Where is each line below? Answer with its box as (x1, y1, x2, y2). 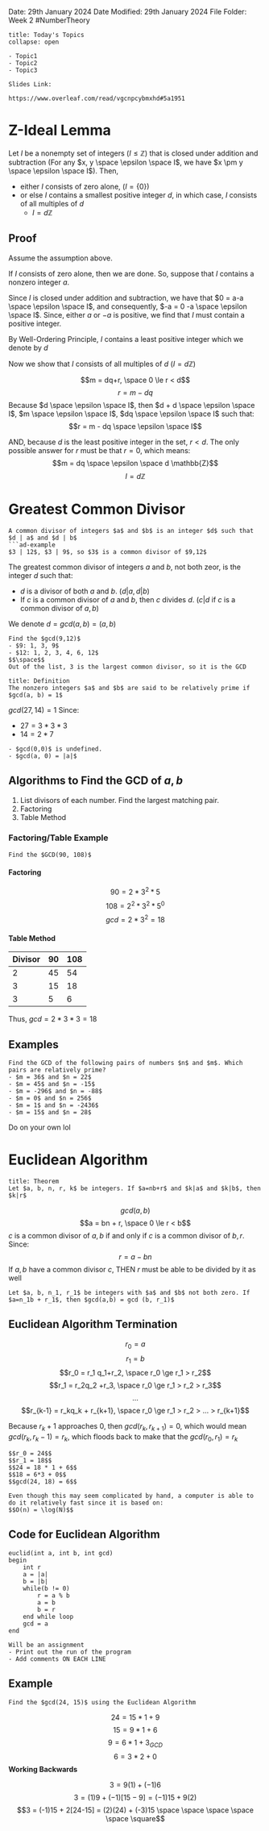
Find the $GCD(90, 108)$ (8, 851, 92, 859)
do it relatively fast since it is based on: (8, 1499, 163, 1507)
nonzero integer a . (8, 277, 70, 287)
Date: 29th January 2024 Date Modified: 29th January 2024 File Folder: (8, 7, 247, 16)
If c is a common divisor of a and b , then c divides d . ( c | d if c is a (19, 594, 236, 604)
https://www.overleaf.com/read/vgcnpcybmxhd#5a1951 (8, 94, 185, 102)
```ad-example (8, 540, 56, 549)
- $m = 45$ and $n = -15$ (8, 1080, 95, 1088)
